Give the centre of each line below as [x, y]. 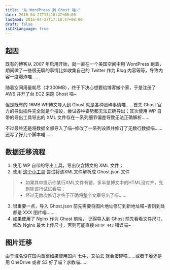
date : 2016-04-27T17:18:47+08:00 [41, 15]
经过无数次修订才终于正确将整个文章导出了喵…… [76, 195]
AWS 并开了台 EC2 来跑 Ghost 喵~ [41, 94]
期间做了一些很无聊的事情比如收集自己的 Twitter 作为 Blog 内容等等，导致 [82, 70]
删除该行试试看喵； [45, 189]
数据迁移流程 [25, 152]
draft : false [19, 24]
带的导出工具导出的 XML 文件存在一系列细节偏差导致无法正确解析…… [77, 117]
